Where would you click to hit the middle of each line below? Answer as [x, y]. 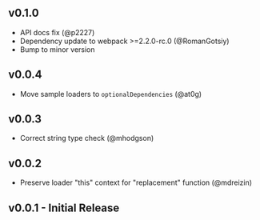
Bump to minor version [57, 49]
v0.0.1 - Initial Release [64, 208]
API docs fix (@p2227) [57, 32]
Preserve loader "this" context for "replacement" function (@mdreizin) [136, 182]
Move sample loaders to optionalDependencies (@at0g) [111, 94]
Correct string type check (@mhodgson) [87, 138]
